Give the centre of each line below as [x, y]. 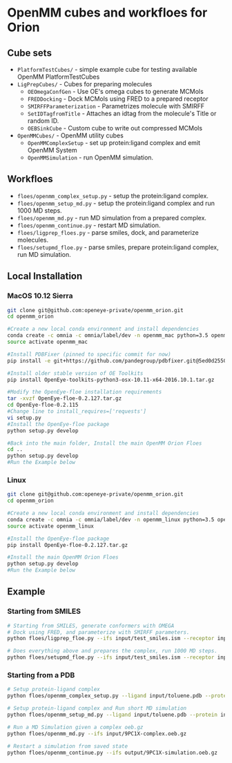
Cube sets [29, 53]
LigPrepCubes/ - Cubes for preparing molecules [85, 84]
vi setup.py [24, 418]
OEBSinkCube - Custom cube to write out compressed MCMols [115, 128]
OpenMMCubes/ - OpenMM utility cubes [70, 135]
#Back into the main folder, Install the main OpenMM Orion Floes [105, 443]
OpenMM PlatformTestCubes [58, 77]
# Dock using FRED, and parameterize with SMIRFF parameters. [98, 632]
